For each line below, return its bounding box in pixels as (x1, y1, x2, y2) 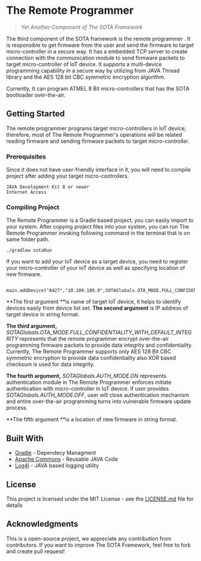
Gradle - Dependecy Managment (14, 449, 96, 457)
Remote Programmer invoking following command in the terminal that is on (6, 229, 190, 237)
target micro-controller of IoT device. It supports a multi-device (6, 61, 162, 68)
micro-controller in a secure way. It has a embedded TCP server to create (6, 47, 188, 55)
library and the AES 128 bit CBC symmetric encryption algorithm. (6, 73, 166, 80)
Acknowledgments (6, 519, 79, 529)
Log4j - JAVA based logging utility (14, 462, 99, 469)
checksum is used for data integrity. (6, 361, 95, 368)
